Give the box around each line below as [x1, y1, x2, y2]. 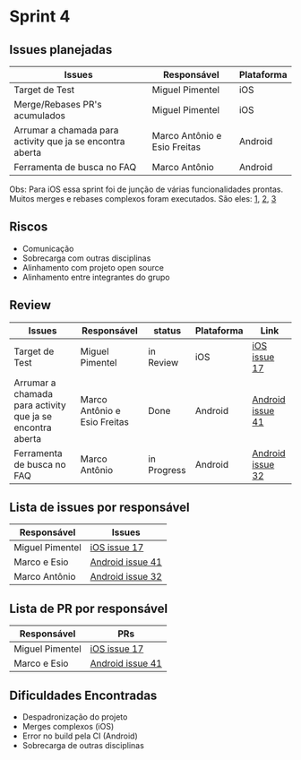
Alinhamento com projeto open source [21, 262, 164, 272]
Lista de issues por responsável [9, 500, 190, 515]
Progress [147, 463, 186, 476]
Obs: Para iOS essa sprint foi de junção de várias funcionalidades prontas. [9, 184, 284, 194]
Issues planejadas [9, 42, 113, 57]
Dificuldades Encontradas [9, 687, 158, 703]
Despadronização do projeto [21, 712, 128, 722]
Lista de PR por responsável [9, 600, 168, 616]
